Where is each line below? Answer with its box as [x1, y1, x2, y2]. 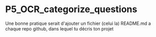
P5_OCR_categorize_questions [5, 4, 138, 15]
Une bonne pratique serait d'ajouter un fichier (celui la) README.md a [5, 20, 151, 26]
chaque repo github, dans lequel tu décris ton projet [5, 25, 114, 31]
